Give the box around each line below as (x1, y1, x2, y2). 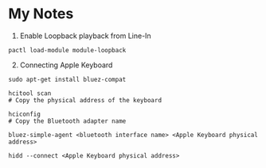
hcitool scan (8, 89, 52, 97)
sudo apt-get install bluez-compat (8, 75, 127, 83)
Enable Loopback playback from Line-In (19, 31, 151, 40)
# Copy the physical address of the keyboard (8, 96, 162, 104)
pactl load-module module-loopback (8, 46, 127, 54)
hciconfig (8, 110, 41, 118)
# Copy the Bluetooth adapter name (8, 116, 127, 125)
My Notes (8, 5, 74, 23)
